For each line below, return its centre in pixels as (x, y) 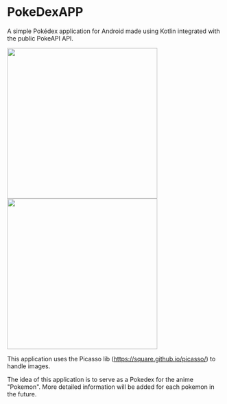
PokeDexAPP (45, 12)
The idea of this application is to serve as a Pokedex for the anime (100, 379)
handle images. (29, 366)
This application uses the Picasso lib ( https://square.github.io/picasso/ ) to (111, 359)
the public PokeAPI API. (40, 38)
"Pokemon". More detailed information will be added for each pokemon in (111, 387)
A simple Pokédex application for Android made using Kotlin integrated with (114, 31)
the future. (22, 394)
